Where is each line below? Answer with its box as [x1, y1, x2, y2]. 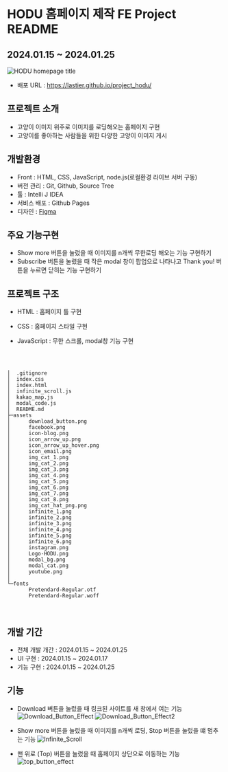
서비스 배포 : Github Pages [16, 199, 90, 207]
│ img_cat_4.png [7, 472, 69, 479]
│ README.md [7, 406, 45, 413]
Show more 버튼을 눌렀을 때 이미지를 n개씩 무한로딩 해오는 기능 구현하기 [16, 249, 212, 257]
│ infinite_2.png [7, 514, 72, 521]
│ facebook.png [7, 424, 66, 431]
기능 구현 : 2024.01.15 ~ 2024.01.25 [16, 663, 115, 671]
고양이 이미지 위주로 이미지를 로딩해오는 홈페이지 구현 [16, 122, 160, 131]
